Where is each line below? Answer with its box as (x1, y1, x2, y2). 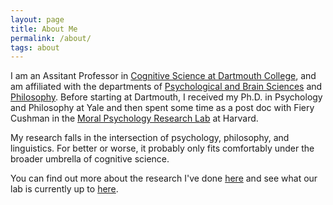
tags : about (10, 42, 60, 53)
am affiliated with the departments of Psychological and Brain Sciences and (10, 81, 323, 93)
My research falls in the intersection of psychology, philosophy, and (10, 132, 290, 144)
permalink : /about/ (10, 33, 92, 43)
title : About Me (10, 24, 78, 34)
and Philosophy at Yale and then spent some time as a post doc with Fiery (10, 102, 315, 114)
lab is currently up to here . (10, 183, 119, 195)
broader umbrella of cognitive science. (10, 153, 170, 165)
